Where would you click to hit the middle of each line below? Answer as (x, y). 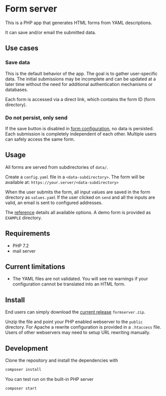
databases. (17, 89)
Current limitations (35, 267)
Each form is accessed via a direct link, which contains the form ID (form (80, 99)
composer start (21, 388)
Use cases (22, 48)
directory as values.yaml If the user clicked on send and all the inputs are (80, 197)
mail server (24, 251)
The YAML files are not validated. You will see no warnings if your (80, 279)
